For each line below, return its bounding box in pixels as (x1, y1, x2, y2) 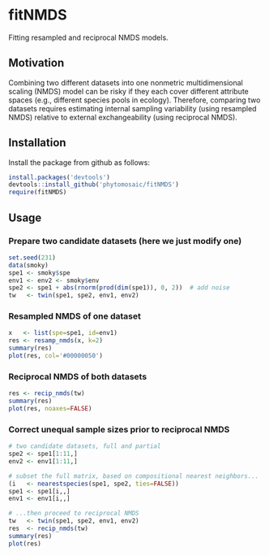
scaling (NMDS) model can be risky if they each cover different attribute (8, 86, 249, 96)
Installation (8, 136, 66, 150)
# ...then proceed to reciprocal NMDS (8, 510, 139, 518)
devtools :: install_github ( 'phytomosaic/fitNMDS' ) (8, 180, 180, 189)
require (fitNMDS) (8, 189, 67, 197)
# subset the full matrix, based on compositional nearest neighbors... (8, 471, 259, 480)
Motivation (8, 56, 65, 70)
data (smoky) (8, 261, 49, 269)
